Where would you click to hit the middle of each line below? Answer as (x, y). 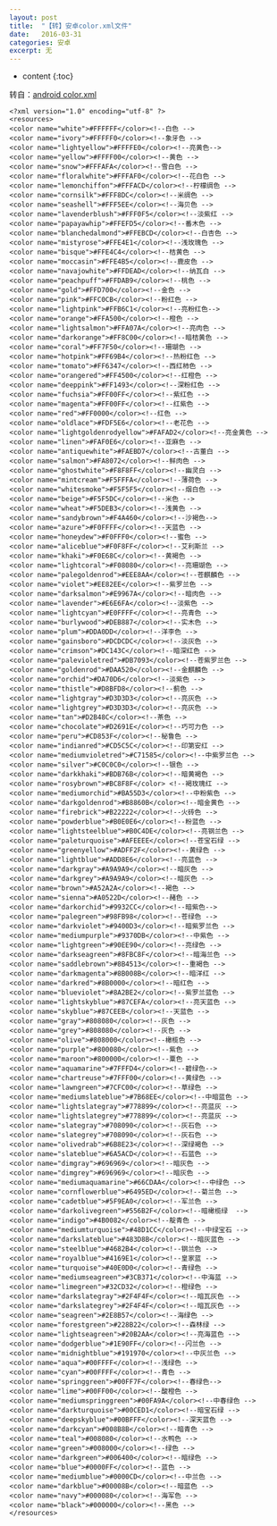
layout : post (34, 17)
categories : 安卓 (40, 42)
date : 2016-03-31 (46, 34)
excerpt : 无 (31, 51)
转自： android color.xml (53, 95)
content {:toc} (48, 76)
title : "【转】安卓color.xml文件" (71, 26)
